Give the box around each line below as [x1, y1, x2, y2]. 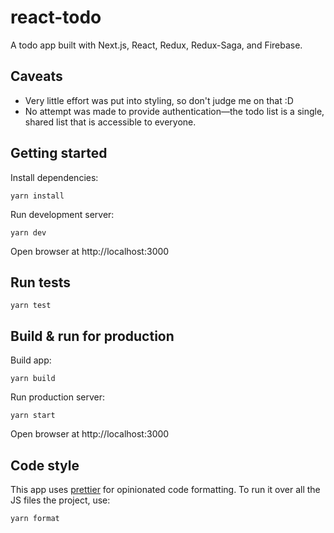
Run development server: [10, 208, 115, 220]
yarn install [10, 191, 65, 201]
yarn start [10, 411, 56, 421]
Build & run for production [10, 327, 175, 345]
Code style [10, 457, 80, 474]
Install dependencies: [10, 171, 99, 183]
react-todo [10, 6, 102, 29]
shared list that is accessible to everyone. [24, 116, 197, 128]
